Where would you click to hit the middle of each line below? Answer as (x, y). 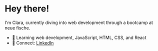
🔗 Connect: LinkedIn (33, 42)
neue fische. (17, 27)
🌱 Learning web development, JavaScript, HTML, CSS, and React (79, 37)
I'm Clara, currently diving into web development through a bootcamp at (79, 22)
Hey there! (27, 9)
